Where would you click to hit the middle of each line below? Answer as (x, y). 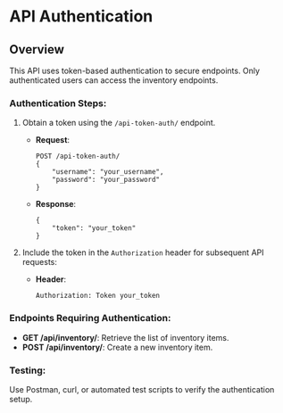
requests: (40, 262)
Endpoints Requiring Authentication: (90, 318)
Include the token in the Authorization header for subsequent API (143, 252)
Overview (37, 50)
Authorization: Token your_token (98, 296)
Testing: (28, 370)
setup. (21, 399)
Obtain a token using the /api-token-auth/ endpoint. (119, 123)
